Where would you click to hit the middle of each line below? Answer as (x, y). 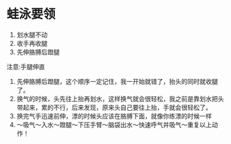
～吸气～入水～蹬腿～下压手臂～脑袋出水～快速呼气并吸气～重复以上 (114, 125)
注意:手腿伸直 (26, 66)
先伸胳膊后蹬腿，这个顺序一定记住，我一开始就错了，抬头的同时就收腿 (117, 81)
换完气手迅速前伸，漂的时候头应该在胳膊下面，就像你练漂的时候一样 (114, 116)
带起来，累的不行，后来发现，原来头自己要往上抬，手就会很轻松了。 (114, 107)
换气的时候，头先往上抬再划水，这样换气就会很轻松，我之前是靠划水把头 (120, 98)
